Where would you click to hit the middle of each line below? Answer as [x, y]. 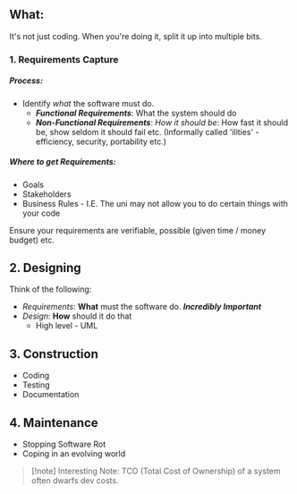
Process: [26, 81]
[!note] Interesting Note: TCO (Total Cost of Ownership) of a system [156, 471]
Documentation [51, 395]
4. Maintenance [54, 423]
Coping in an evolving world [74, 454]
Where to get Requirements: [63, 162]
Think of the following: [51, 289]
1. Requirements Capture [64, 59]
